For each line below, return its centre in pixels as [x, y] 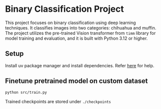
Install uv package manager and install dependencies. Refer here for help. [80, 65]
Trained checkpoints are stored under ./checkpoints [58, 101]
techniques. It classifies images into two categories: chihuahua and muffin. [81, 27]
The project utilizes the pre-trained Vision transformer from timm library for [80, 33]
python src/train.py [26, 92]
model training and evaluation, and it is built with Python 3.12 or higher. [77, 38]
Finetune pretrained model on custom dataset [77, 81]
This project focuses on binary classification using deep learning [70, 23]
